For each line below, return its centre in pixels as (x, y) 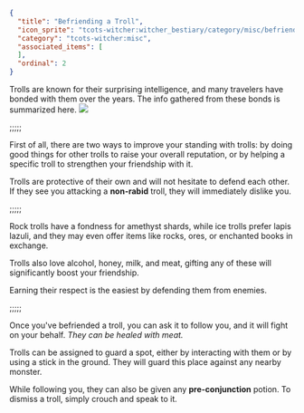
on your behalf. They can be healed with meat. (96, 335)
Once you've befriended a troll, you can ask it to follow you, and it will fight (149, 325)
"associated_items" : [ (60, 47)
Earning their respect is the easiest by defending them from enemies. (138, 290)
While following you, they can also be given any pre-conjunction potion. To (150, 389)
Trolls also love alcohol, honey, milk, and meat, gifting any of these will (140, 263)
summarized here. (43, 110)
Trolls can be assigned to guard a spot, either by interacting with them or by (151, 352)
